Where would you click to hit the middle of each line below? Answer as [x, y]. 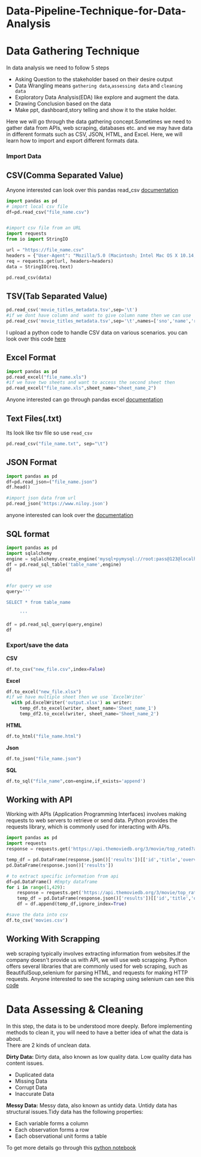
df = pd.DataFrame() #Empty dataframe [52, 882]
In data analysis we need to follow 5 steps [58, 68]
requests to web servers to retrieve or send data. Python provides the [92, 821]
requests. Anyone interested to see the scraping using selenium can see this [100, 979]
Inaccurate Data [35, 1094]
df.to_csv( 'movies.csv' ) [37, 920]
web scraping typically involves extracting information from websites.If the [98, 953]
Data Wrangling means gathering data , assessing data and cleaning [99, 86]
